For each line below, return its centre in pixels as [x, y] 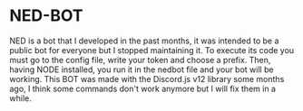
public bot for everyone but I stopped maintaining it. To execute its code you [152, 50]
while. [20, 98]
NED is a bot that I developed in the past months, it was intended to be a [144, 41]
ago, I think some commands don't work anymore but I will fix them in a [143, 88]
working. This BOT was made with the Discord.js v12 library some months [147, 79]
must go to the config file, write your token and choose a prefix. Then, [140, 60]
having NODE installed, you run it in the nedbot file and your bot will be [142, 69]
